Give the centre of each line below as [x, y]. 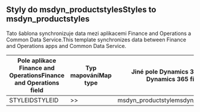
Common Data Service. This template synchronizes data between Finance [96, 39]
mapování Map [91, 75]
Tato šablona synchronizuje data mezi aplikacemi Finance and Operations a [99, 33]
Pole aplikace [37, 60]
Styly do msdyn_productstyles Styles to [81, 10]
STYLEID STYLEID [34, 100]
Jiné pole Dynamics [160, 72]
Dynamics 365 [167, 79]
